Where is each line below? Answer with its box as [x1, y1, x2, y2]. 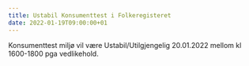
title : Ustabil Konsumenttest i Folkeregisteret [8, 11, 172, 20]
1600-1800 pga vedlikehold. [8, 49, 99, 58]
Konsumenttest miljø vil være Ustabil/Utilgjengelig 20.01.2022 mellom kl [8, 40, 242, 49]
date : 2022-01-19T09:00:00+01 [8, 19, 108, 27]
